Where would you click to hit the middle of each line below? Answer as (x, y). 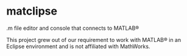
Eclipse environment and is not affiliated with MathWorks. (78, 46)
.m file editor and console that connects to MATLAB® (73, 28)
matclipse (32, 11)
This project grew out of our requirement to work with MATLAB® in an (94, 40)
